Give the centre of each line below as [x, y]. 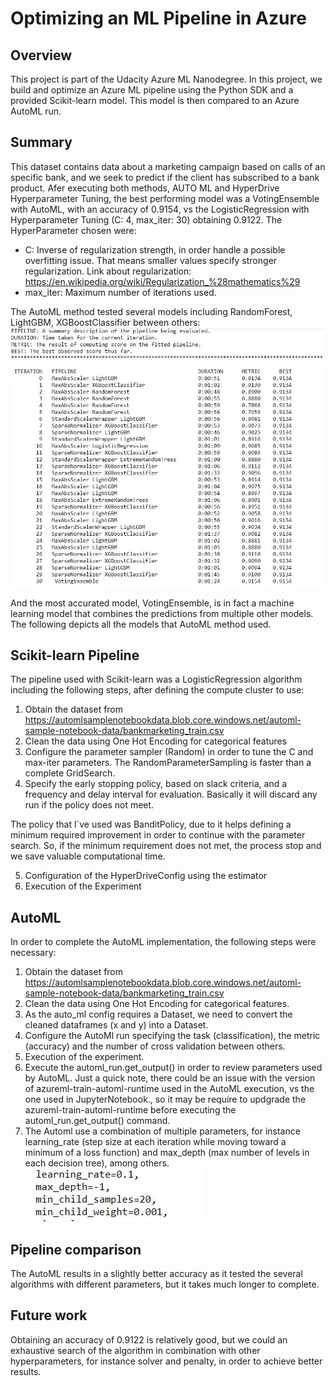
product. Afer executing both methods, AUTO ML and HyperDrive [145, 188]
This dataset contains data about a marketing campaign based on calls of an [168, 166]
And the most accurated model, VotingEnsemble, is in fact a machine [152, 603]
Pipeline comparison [76, 1249]
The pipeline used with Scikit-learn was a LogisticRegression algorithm [156, 679]
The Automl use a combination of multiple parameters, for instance [162, 1131]
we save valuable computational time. [88, 856]
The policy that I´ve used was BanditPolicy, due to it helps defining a [151, 824]
